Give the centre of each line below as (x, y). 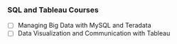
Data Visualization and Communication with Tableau (94, 33)
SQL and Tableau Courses (53, 10)
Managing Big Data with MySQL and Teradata (84, 26)
